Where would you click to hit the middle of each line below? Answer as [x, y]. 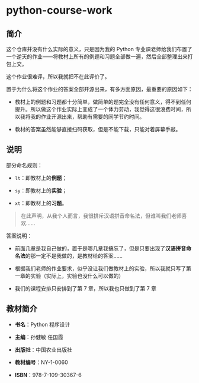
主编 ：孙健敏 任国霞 [39, 337]
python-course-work [59, 10]
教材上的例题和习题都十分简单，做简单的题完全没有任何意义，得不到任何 [103, 102]
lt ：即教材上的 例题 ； [41, 178]
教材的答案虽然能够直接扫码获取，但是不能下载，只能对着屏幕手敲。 [98, 129]
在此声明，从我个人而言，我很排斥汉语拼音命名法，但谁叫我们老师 [101, 216]
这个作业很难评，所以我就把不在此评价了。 [58, 77]
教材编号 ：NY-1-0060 [41, 362]
